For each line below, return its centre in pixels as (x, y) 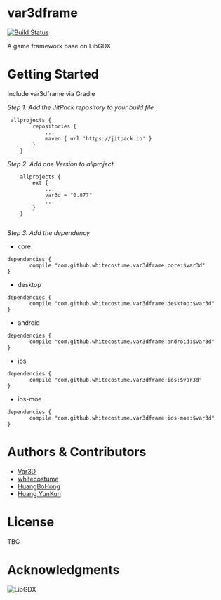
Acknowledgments (64, 569)
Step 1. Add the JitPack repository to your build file (81, 107)
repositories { (55, 126)
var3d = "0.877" (68, 195)
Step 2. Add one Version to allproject (60, 164)
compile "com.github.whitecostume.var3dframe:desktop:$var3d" (122, 303)
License (31, 522)
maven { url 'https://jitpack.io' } (98, 138)
